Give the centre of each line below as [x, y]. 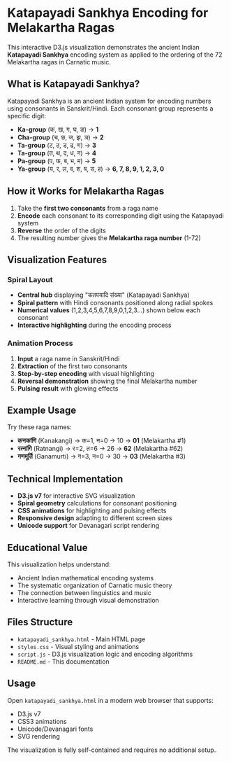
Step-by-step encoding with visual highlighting [86, 373]
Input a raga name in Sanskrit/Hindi [68, 358]
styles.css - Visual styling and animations [78, 646]
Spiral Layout [30, 279]
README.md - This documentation [63, 661]
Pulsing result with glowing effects [68, 388]
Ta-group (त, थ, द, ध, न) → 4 [57, 153]
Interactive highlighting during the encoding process [94, 325]
